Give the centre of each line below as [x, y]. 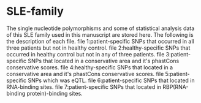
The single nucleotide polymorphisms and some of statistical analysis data [100, 28]
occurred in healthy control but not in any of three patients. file [85, 54]
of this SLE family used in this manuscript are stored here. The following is [100, 34]
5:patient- [177, 74]
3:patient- [178, 54]
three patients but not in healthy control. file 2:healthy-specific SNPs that [98, 48]
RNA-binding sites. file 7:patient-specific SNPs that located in [84, 86]
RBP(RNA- [175, 86]
